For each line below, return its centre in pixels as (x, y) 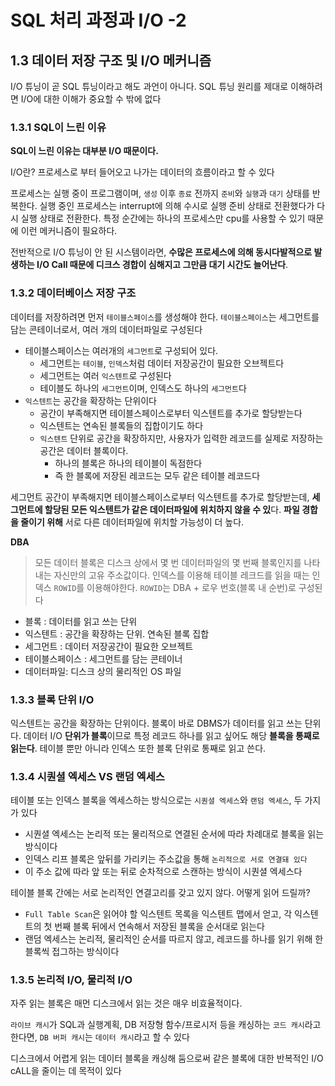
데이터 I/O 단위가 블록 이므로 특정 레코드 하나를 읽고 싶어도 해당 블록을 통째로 (171, 735)
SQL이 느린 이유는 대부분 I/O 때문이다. (84, 151)
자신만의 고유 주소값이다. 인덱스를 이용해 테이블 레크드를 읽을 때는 (181, 575)
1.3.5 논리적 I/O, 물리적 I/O (71, 980)
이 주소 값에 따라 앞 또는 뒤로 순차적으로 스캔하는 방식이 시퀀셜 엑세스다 (163, 872)
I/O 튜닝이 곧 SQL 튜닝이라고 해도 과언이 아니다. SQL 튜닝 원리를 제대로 (149, 86)
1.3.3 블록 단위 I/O (52, 699)
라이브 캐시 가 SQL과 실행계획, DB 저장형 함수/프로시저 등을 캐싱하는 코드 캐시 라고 (166, 1025)
